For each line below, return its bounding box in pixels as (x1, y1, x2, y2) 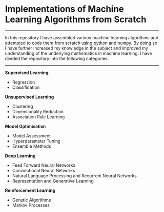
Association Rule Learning (12, 114, 65, 120)
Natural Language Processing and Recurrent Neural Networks (12, 173, 137, 179)
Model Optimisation (5, 123, 46, 129)
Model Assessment (12, 132, 51, 138)
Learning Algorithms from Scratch (5, 14, 146, 25)
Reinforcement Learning (5, 187, 56, 193)
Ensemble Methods (12, 143, 51, 149)
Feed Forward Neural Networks (12, 162, 76, 168)
